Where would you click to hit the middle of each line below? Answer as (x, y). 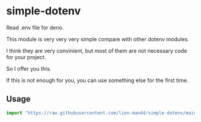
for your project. (26, 57)
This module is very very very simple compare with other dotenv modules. (98, 39)
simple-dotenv (44, 11)
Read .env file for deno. (35, 28)
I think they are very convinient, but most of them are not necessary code (97, 51)
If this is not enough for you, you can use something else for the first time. (97, 80)
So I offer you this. (29, 68)
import (14, 113)
